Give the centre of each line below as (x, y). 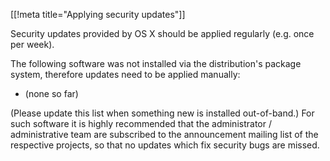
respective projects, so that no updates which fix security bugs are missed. (165, 145)
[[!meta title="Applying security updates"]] (98, 14)
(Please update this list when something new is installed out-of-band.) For (162, 113)
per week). (32, 44)
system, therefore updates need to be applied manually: (125, 74)
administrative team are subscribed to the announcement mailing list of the (164, 134)
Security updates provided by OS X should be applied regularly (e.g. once (162, 33)
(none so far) (51, 93)
